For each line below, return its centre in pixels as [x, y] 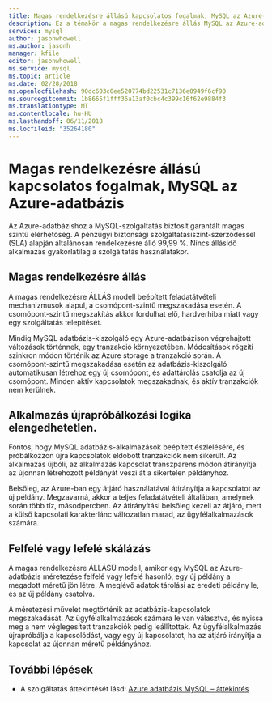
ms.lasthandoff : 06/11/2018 [56, 121]
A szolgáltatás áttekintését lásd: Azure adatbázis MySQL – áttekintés [134, 688]
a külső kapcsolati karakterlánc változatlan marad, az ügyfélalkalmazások [131, 514]
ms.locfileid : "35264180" [52, 129]
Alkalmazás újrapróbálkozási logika [100, 415]
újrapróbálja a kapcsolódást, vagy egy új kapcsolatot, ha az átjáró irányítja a [135, 636]
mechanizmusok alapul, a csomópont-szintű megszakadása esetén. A [125, 305]
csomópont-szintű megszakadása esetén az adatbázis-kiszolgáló [118, 364]
